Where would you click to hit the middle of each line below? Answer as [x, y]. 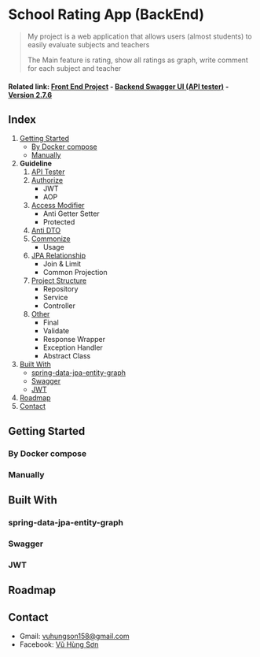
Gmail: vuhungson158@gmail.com [74, 636]
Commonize [51, 239]
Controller [59, 306]
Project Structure [59, 280]
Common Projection [75, 273]
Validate [56, 331]
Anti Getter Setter [71, 213]
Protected [59, 222]
